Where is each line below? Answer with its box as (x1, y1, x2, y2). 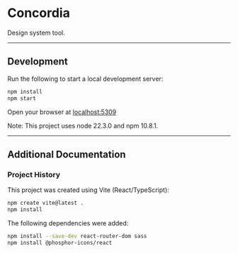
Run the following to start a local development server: (7, 74, 164, 83)
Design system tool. (7, 28, 65, 37)
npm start (7, 94, 37, 102)
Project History (7, 169, 61, 179)
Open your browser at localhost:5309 (7, 108, 117, 116)
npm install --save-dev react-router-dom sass (7, 232, 147, 240)
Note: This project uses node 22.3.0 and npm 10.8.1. (7, 121, 159, 130)
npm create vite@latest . (7, 200, 84, 207)
